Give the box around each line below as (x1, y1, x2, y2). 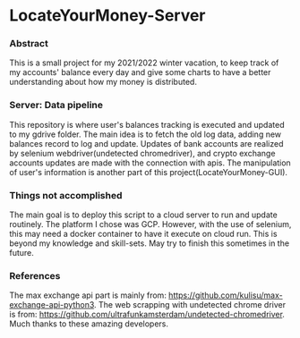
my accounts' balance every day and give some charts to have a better (9, 67, 271, 78)
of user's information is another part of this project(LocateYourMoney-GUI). (9, 166, 288, 177)
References (9, 270, 61, 282)
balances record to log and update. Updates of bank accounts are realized (9, 138, 284, 148)
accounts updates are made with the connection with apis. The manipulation (9, 157, 291, 168)
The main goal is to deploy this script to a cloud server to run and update (9, 209, 278, 220)
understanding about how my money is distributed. (9, 77, 197, 88)
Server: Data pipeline (9, 99, 103, 112)
